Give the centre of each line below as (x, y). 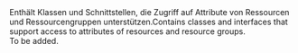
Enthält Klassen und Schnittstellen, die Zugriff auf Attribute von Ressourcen (149, 12)
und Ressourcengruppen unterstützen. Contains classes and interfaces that (149, 22)
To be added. (34, 41)
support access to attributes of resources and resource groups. (127, 31)
